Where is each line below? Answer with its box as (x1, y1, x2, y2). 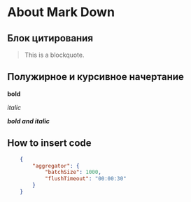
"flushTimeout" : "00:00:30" (44, 175, 127, 182)
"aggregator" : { (32, 162, 80, 169)
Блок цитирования (7, 32, 93, 44)
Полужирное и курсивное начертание (7, 71, 184, 83)
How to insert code (7, 137, 92, 149)
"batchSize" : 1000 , (44, 169, 101, 176)
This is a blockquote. (24, 50, 85, 59)
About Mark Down (7, 4, 115, 20)
